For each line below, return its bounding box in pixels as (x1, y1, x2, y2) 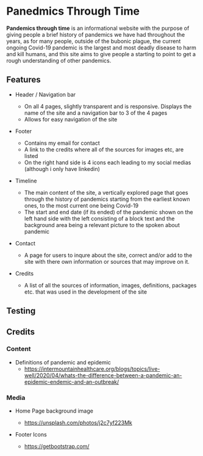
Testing (6, 306, 36, 316)
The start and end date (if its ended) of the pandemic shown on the (24, 208, 193, 215)
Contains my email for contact (24, 139, 100, 147)
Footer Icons (15, 431, 47, 438)
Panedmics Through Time (6, 4, 140, 18)
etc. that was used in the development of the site (24, 288, 148, 295)
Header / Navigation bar (15, 90, 76, 98)
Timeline (15, 177, 37, 184)
